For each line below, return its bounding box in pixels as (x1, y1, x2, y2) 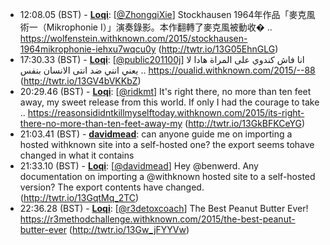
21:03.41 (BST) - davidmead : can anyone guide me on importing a (19, 128, 293, 140)
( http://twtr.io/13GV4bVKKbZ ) (19, 75, 142, 87)
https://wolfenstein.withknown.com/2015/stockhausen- (19, 33, 248, 44)
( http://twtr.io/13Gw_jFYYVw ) (68, 224, 190, 235)
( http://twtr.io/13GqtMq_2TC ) (19, 192, 140, 203)
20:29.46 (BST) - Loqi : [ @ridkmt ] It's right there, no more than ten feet (19, 86, 312, 97)
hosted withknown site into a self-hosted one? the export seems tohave (19, 139, 315, 150)
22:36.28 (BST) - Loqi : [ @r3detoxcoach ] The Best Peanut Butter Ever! (19, 203, 309, 214)
